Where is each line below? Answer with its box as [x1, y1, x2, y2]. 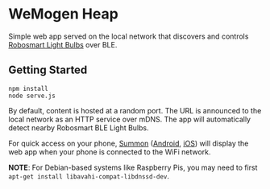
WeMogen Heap [8, 5, 118, 23]
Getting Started [8, 64, 88, 77]
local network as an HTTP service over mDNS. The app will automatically [8, 114, 251, 124]
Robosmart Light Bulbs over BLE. [8, 39, 118, 49]
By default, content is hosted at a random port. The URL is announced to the [8, 105, 262, 115]
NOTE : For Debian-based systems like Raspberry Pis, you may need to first [8, 162, 258, 172]
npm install [8, 84, 48, 92]
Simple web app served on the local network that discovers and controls [8, 31, 249, 41]
